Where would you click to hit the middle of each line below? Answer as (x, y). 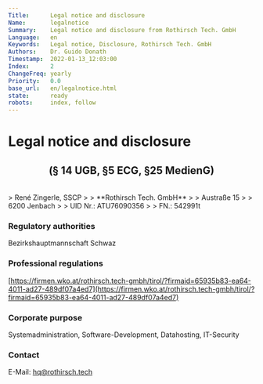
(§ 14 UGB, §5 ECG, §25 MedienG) (131, 170)
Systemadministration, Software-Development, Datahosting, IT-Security (124, 335)
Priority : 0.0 (34, 81)
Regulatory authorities (52, 226)
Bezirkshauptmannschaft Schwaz (62, 243)
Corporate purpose (45, 317)
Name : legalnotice (49, 23)
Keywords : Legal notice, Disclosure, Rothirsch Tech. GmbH (110, 45)
